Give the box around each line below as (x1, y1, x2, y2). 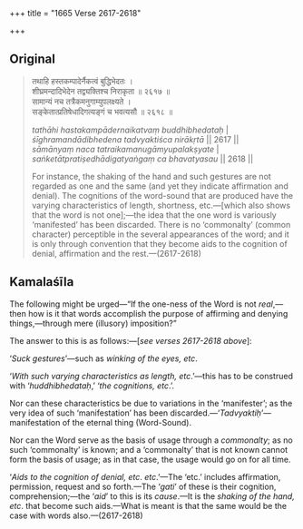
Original (9, 52, 56, 67)
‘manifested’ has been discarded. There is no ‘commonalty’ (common (31, 219, 291, 230)
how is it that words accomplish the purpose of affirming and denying (28, 308, 288, 318)
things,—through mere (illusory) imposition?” (9, 318, 177, 328)
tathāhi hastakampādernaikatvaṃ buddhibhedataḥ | (31, 124, 230, 135)
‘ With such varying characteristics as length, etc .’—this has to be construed (9, 370, 293, 381)
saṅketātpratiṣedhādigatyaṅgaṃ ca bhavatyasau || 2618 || (31, 153, 254, 164)
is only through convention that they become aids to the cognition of (31, 238, 288, 249)
